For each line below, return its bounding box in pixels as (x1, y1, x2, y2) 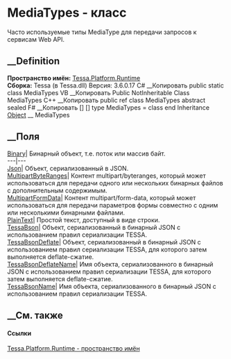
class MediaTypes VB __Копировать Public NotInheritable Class (7, 88, 190, 97)
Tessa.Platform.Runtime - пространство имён (7, 344, 140, 353)
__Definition (7, 56, 60, 67)
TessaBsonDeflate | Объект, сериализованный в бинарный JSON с (7, 237, 201, 246)
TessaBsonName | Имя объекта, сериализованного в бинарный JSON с (7, 282, 216, 290)
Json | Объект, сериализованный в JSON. (7, 164, 129, 172)
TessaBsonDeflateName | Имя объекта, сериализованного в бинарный (7, 260, 214, 268)
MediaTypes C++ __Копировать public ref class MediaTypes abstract (7, 96, 206, 104)
